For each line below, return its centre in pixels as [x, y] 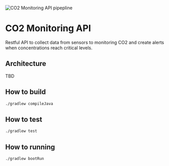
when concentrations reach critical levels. [49, 48]
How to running [30, 147]
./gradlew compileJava [29, 104]
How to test [24, 119]
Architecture [26, 64]
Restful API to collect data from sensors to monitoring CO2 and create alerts [85, 42]
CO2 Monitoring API [48, 28]
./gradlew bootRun [25, 158]
